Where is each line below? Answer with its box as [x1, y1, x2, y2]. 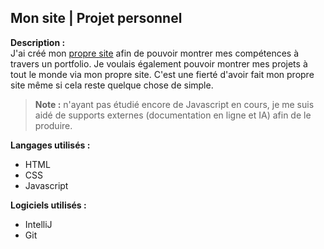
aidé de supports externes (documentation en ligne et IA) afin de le [34, 109, 312, 121]
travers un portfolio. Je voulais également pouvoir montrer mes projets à [10, 57, 308, 70]
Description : [10, 36, 66, 48]
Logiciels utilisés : [10, 199, 87, 211]
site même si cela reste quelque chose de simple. [10, 79, 214, 91]
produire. [34, 119, 73, 131]
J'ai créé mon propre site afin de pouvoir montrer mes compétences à [10, 47, 300, 59]
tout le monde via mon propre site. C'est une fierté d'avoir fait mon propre [10, 68, 315, 80]
